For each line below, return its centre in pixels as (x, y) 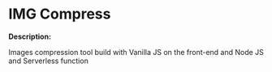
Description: (30, 36)
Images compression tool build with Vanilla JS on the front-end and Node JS (136, 52)
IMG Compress (60, 14)
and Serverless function (49, 61)
